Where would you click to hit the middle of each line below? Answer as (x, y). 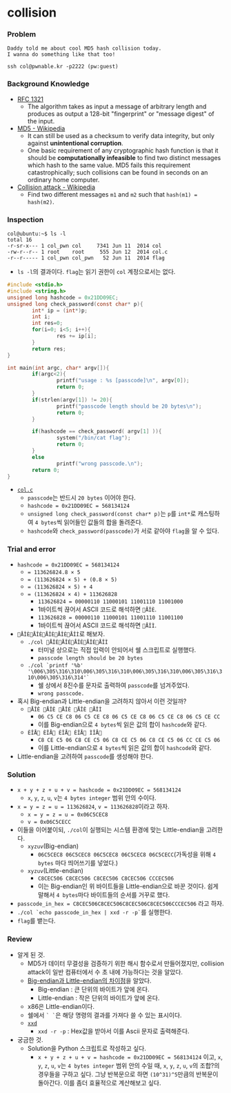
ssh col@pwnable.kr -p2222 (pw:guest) (63, 67)
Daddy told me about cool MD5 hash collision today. (84, 49)
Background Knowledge (48, 84)
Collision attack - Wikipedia (56, 187)
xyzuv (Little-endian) (56, 871)
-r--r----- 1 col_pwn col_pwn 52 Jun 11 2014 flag (86, 258)
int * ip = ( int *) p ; (60, 311)
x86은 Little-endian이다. (61, 1007)
